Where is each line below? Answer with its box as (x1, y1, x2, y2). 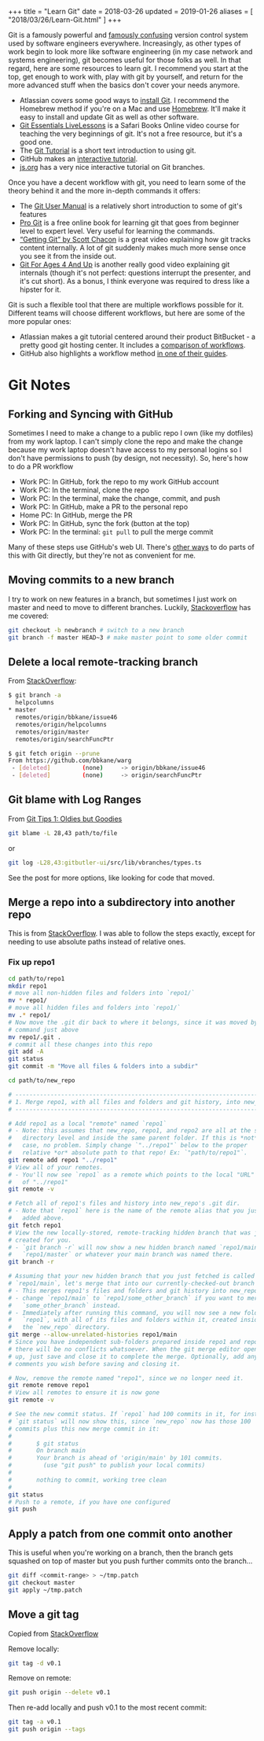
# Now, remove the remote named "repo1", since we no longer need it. (8, 1374, 244, 1382)
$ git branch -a (8, 691, 61, 699)
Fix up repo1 (8, 957, 55, 968)
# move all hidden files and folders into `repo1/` (8, 1004, 181, 1012)
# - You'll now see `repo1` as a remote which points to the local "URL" (8, 1171, 255, 1179)
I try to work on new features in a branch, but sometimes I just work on (8, 594, 237, 604)
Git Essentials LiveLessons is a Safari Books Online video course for (19, 121, 240, 130)
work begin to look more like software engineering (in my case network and (8, 47, 253, 56)
